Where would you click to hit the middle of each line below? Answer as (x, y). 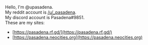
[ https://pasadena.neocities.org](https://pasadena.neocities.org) (77, 37)
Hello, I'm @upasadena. (29, 7)
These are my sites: (25, 22)
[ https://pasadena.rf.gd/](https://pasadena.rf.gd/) (62, 32)
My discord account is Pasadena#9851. (45, 17)
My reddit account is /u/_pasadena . (41, 12)
